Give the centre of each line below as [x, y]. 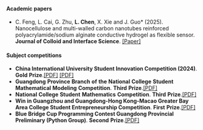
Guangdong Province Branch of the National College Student [94, 81]
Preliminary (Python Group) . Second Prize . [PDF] [77, 120]
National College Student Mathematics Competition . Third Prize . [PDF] [106, 95]
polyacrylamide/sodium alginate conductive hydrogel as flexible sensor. [105, 35]
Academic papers [29, 9]
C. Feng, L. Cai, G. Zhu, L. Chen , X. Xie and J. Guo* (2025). [89, 22]
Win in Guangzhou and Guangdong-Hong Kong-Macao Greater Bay [102, 101]
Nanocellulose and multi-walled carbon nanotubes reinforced [92, 29]
